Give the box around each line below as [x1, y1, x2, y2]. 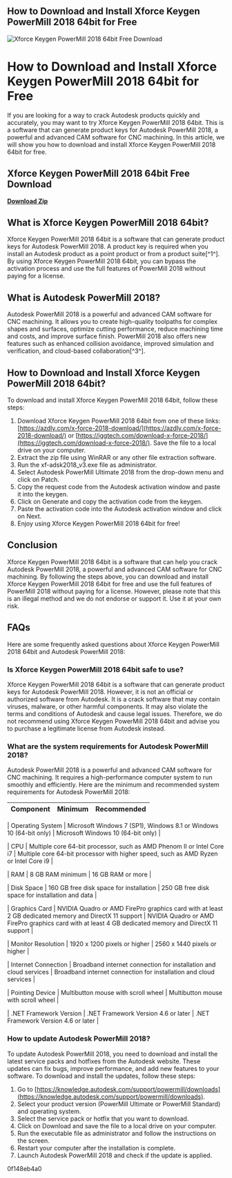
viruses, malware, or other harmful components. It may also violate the [7, 702, 209, 711]
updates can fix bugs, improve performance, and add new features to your [7, 1064, 220, 1072]
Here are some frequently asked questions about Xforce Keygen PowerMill [7, 640, 220, 648]
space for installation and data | [7, 891, 97, 900]
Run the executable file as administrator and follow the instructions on [17, 1129, 216, 1137]
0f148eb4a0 [7, 1164, 42, 1172]
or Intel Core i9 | [7, 857, 53, 865]
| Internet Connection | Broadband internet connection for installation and [7, 960, 216, 969]
